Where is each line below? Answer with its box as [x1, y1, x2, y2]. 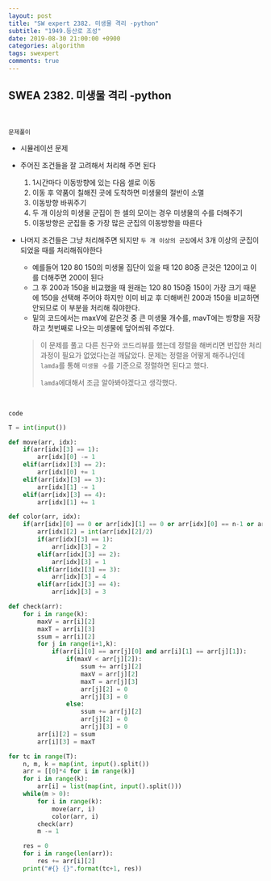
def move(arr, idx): [8, 438, 78, 446]
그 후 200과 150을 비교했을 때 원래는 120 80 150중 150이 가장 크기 [31, 282, 242, 292]
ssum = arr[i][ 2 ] [37, 632, 95, 641]
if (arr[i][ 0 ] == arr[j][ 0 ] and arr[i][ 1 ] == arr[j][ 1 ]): [51, 647, 248, 655]
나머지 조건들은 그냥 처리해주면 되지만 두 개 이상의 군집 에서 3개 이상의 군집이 [19, 235, 260, 245]
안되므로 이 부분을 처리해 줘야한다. [31, 302, 140, 312]
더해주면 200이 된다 [40, 272, 104, 282]
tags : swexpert [8, 49, 60, 57]
